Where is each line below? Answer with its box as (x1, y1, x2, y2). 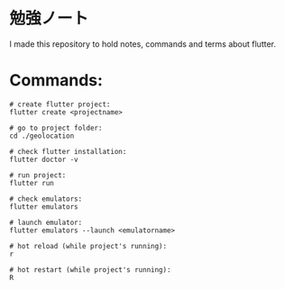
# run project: (9, 170, 67, 180)
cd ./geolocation (9, 131, 75, 140)
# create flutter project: (9, 100, 111, 109)
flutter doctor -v (9, 155, 78, 164)
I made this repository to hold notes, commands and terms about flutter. (9, 38, 277, 50)
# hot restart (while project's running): (9, 265, 171, 275)
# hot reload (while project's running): (9, 241, 168, 250)
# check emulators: (9, 194, 83, 203)
